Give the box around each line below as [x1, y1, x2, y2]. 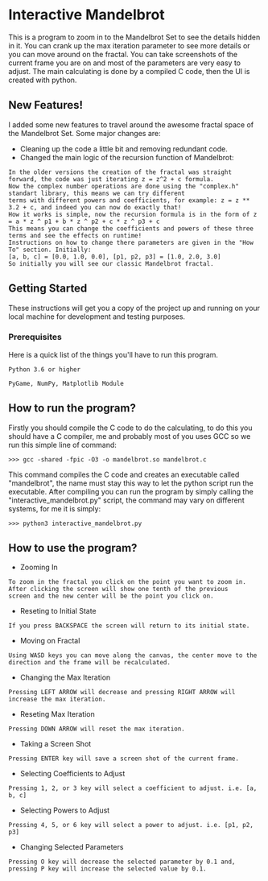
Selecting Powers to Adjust [19, 805, 110, 815]
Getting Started [8, 282, 88, 296]
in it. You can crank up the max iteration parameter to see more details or [8, 40, 251, 50]
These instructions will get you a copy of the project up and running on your [8, 303, 260, 312]
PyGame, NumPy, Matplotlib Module [8, 379, 125, 387]
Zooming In [19, 562, 58, 573]
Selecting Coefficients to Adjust [19, 769, 126, 779]
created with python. [8, 75, 77, 85]
